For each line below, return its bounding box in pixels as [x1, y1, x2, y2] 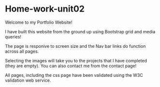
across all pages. [5, 48, 39, 54]
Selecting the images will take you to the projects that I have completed [5, 58, 147, 63]
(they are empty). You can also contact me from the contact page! [5, 63, 137, 69]
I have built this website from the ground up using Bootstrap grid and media [5, 29, 156, 34]
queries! [5, 34, 22, 40]
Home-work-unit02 [5, 3, 85, 14]
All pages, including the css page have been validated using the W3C [5, 72, 144, 78]
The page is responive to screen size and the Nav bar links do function [5, 43, 146, 49]
